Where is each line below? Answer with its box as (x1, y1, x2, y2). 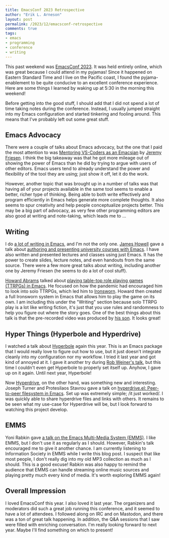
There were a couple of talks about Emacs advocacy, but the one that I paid (5, 144, 162, 150)
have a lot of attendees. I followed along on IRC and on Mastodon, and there (5, 511, 163, 517)
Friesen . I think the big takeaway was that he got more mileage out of (5, 155, 149, 161)
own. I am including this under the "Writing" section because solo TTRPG (5, 299, 157, 305)
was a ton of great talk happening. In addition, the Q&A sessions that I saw (5, 516, 160, 522)
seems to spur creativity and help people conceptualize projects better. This (5, 202, 164, 208)
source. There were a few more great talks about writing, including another (5, 262, 161, 268)
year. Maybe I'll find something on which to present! (5, 527, 114, 533)
